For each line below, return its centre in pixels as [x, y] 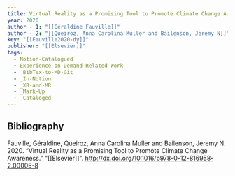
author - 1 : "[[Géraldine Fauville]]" [64, 27]
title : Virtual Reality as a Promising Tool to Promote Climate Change [114, 14]
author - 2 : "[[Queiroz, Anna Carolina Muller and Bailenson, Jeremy [111, 33]
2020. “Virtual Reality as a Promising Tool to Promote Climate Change [107, 150]
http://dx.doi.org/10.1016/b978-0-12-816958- [149, 158]
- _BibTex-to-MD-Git [43, 72]
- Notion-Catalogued [43, 59]
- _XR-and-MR [33, 85]
